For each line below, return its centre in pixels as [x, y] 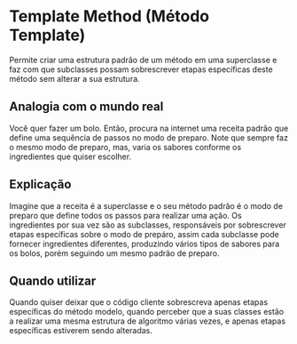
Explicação [40, 184]
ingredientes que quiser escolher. [70, 156]
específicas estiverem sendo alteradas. [81, 331]
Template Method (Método [109, 16]
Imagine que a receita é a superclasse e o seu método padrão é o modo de [146, 205]
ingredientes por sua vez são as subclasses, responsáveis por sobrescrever [148, 225]
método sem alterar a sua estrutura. [74, 78]
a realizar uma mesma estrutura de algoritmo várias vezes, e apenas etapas [148, 321]
